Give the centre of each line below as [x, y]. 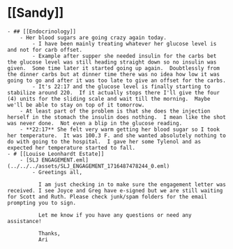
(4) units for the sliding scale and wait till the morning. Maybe [109, 99]
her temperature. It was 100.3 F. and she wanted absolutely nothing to [117, 135]
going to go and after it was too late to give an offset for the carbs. [117, 80]
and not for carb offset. [45, 50]
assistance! [24, 221]
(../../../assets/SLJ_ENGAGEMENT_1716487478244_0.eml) [89, 166]
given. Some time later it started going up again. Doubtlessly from [113, 68]
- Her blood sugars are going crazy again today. [93, 37]
